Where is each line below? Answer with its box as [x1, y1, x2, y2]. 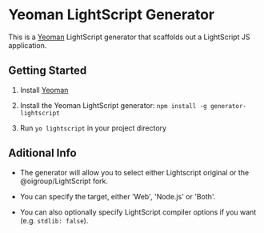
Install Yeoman [19, 85, 69, 94]
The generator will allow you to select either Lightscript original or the [19, 167, 250, 177]
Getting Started [8, 64, 87, 78]
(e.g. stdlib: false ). [19, 215, 89, 225]
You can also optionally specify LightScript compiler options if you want [19, 207, 257, 217]
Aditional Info [8, 147, 78, 160]
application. [8, 40, 47, 50]
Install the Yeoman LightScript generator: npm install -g [19, 100, 207, 110]
